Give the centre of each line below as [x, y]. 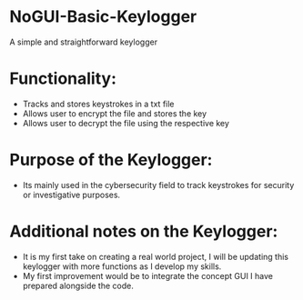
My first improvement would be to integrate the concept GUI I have [147, 275]
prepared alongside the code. [78, 285]
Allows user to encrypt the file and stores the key [115, 113]
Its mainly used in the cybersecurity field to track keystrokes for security [158, 185]
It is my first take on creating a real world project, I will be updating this [156, 256]
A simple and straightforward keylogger [83, 42]
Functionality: [63, 79]
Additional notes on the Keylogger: [144, 231]
